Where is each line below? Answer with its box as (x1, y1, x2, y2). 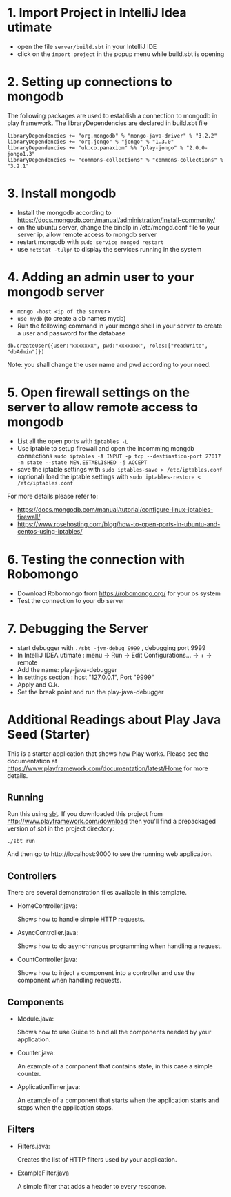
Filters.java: (17, 1142, 50, 1150)
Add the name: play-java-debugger (17, 665, 117, 674)
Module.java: (17, 1014, 54, 1023)
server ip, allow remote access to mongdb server (17, 230, 157, 239)
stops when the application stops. (17, 1103, 114, 1111)
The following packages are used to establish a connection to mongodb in (7, 111, 218, 120)
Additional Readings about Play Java (7, 712, 221, 727)
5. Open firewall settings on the (7, 384, 190, 400)
